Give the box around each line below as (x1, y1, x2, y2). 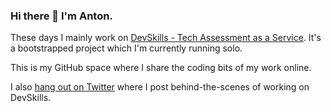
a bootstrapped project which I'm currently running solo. (10, 42, 243, 54)
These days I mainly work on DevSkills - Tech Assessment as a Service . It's (10, 32, 322, 44)
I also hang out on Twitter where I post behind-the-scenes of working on (10, 81, 310, 93)
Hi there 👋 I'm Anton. (10, 9, 113, 23)
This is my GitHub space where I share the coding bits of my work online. (10, 62, 312, 74)
